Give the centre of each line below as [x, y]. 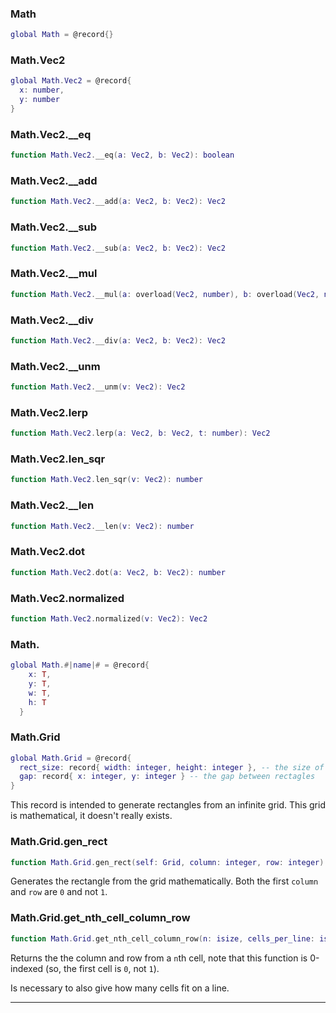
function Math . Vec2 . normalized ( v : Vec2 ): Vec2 [109, 618]
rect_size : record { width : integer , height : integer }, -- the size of [172, 767]
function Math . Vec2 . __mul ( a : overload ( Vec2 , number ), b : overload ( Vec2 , [165, 294]
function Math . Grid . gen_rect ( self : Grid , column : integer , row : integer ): [169, 862]
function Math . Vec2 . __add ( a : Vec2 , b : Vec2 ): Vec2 [118, 202]
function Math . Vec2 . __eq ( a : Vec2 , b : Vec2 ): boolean [122, 155]
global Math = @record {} [62, 35]
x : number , [42, 90]
